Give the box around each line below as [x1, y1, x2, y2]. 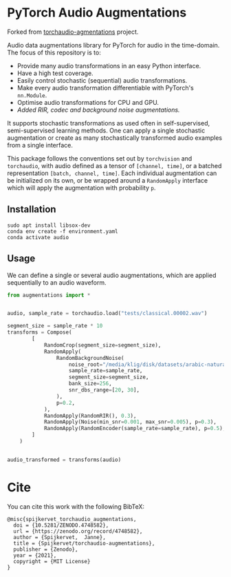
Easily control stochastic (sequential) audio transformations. [16, 76, 188, 84]
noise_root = [68, 361, 103, 368]
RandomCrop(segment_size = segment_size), [43, 341, 162, 349]
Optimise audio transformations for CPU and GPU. [16, 98, 159, 106]
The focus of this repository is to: [7, 48, 101, 57]
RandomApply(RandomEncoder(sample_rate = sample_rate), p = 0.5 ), [43, 425, 226, 432]
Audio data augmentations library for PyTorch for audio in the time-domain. [7, 41, 220, 49]
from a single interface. [7, 141, 74, 149]
